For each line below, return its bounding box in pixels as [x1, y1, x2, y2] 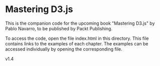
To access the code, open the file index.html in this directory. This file [5, 35, 149, 41]
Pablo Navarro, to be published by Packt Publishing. [5, 25, 113, 31]
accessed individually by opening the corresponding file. [5, 46, 122, 52]
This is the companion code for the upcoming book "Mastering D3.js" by [5, 20, 155, 26]
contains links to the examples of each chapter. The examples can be [5, 40, 149, 46]
